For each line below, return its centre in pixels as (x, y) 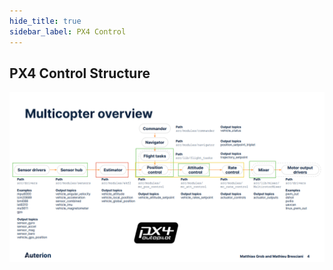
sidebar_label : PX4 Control (68, 31)
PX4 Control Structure (80, 73)
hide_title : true (45, 21)
